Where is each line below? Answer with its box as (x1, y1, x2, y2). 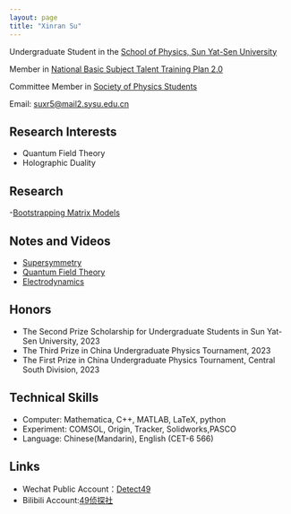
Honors (9, 302, 52, 318)
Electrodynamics (21, 275, 85, 287)
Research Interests (9, 124, 117, 139)
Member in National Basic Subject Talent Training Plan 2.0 (9, 64, 224, 74)
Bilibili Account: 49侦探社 (21, 495, 114, 506)
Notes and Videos (9, 233, 111, 248)
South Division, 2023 (21, 364, 100, 375)
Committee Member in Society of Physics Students (9, 81, 198, 91)
